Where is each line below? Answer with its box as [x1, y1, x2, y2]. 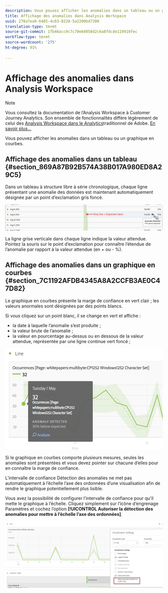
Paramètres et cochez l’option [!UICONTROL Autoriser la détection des [5, 506, 153, 512]
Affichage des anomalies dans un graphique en [5, 261, 155, 269]
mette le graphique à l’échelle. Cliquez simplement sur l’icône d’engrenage [5, 500, 158, 506]
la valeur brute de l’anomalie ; [12, 328, 73, 334]
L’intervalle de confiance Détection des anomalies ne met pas [5, 475, 132, 481]
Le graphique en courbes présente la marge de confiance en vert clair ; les [5, 298, 159, 304]
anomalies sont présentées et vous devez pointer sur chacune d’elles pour [5, 460, 158, 466]
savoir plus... [5, 125, 31, 131]
